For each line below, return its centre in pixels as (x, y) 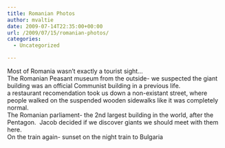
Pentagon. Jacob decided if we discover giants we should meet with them (113, 122)
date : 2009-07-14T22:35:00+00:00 (55, 26)
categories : (24, 39)
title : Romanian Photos (41, 13)
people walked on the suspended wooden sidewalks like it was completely (113, 100)
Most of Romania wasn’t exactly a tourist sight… (75, 71)
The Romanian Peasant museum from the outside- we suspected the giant (112, 78)
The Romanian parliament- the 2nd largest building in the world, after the (110, 115)
